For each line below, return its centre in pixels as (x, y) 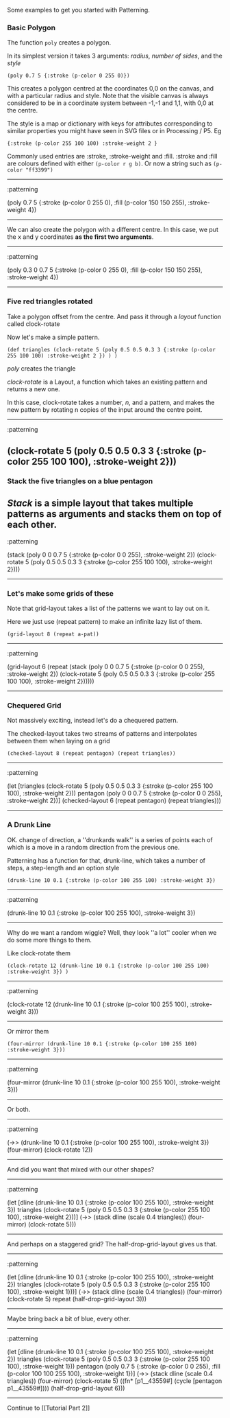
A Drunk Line (29, 825)
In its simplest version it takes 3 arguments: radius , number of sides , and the (115, 56)
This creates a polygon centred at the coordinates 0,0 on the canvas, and (111, 89)
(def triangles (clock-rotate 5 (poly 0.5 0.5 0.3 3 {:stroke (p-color (111, 349)
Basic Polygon (31, 27)
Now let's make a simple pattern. (53, 337)
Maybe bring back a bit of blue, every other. (69, 1318)
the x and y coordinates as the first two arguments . (80, 237)
